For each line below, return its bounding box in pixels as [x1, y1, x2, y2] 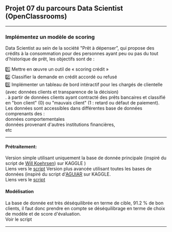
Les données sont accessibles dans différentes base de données [5, 105, 142, 112]
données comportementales [5, 116, 65, 122]
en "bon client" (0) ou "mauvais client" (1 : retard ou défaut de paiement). [5, 100, 160, 106]
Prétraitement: [5, 143, 37, 150]
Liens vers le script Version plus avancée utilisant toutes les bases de [5, 166, 152, 172]
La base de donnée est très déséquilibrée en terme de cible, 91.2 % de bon [5, 200, 164, 206]
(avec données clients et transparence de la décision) [5, 89, 119, 95]
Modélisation [5, 188, 34, 194]
